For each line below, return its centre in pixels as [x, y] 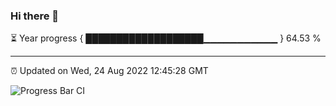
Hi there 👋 [35, 16]
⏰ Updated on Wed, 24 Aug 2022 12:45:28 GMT [109, 71]
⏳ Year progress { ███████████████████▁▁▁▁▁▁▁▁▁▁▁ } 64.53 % [166, 38]
